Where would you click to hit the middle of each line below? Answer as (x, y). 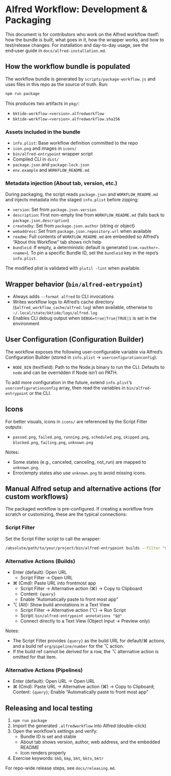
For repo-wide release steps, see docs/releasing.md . (61, 768)
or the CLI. (40, 393)
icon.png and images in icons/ (45, 148)
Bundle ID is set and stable (48, 737)
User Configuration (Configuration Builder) (75, 340)
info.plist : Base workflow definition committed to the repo (75, 143)
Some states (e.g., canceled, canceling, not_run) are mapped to (79, 462)
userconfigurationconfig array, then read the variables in (65, 388)
